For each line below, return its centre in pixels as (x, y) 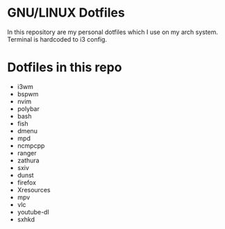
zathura (28, 160)
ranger (27, 153)
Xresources (34, 189)
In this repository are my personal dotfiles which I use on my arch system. (113, 32)
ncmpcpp (31, 145)
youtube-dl (33, 212)
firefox (27, 183)
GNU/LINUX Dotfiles (66, 13)
